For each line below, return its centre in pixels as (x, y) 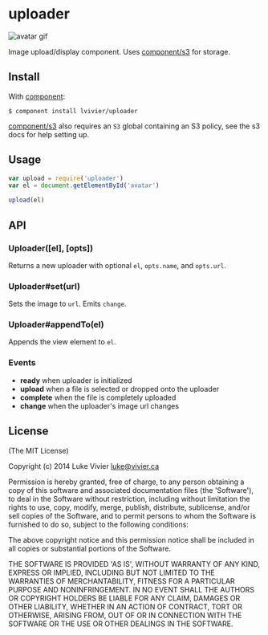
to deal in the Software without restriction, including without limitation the (129, 499)
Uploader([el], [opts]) (51, 248)
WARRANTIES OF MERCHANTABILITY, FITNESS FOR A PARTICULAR (122, 581)
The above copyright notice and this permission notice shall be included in (131, 539)
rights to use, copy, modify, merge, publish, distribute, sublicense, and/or (129, 507)
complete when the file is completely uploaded (98, 397)
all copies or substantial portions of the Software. (89, 548)
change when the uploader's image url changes (99, 405)
